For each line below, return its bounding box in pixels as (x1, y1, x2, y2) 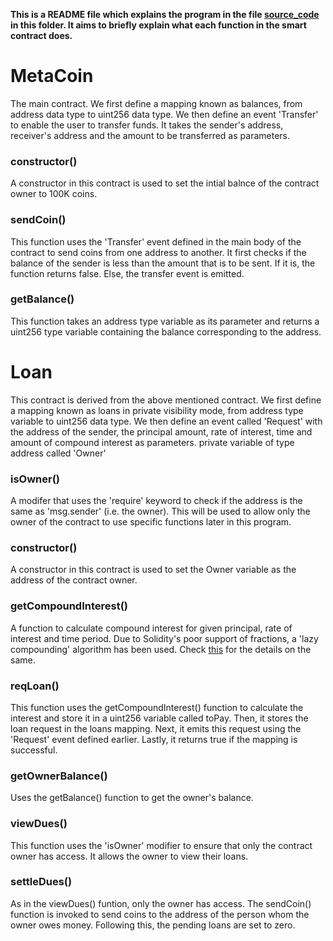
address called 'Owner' (10, 447, 107, 459)
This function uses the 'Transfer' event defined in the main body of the (10, 235, 302, 248)
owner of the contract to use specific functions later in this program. (10, 516, 292, 528)
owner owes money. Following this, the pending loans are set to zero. (10, 919, 296, 931)
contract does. (10, 30, 73, 41)
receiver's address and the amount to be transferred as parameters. (10, 129, 290, 141)
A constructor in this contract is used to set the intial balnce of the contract (10, 177, 320, 189)
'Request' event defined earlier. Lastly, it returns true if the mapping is (10, 733, 298, 745)
